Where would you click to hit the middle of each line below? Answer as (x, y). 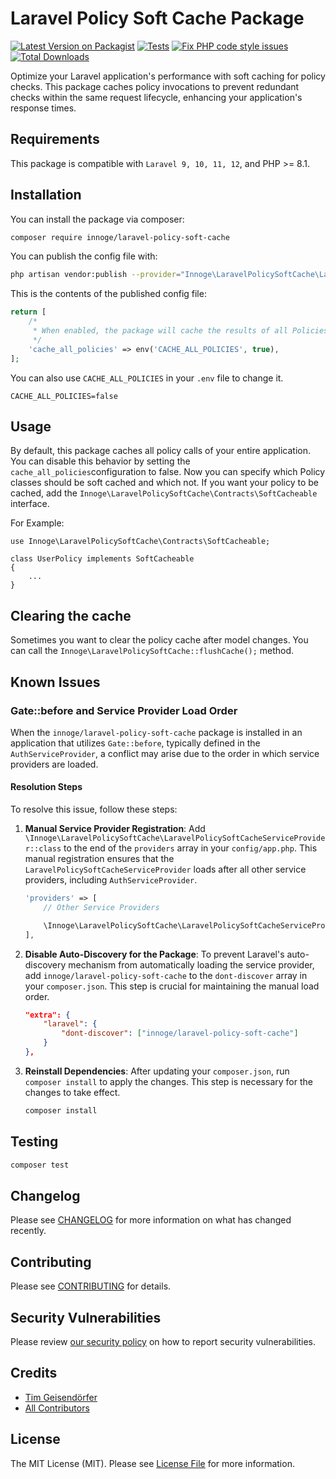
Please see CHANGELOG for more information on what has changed (151, 1220)
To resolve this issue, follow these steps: (94, 809)
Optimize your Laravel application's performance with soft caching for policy (168, 76)
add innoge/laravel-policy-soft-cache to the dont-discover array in (166, 975)
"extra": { (47, 1015)
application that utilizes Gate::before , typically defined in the (135, 743)
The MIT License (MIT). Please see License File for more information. (152, 1463)
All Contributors (57, 1408)
